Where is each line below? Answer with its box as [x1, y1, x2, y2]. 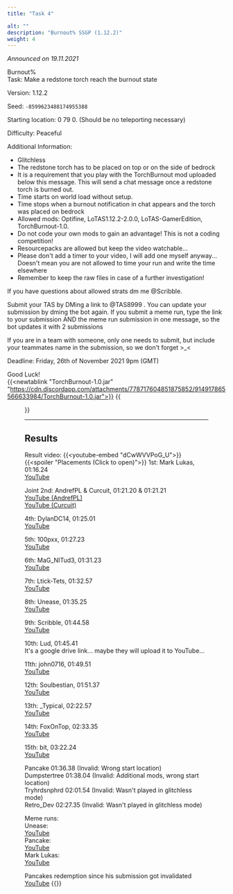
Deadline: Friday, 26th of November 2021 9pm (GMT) [7, 357, 159, 365]
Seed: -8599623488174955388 [7, 102, 88, 111]
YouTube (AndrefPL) [24, 493, 83, 502]
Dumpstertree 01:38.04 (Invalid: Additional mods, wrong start [24, 771, 199, 780]
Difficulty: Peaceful [7, 129, 62, 137]
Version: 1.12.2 [7, 89, 49, 97]
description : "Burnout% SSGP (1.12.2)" [7, 29, 123, 36]
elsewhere [17, 266, 47, 274]
